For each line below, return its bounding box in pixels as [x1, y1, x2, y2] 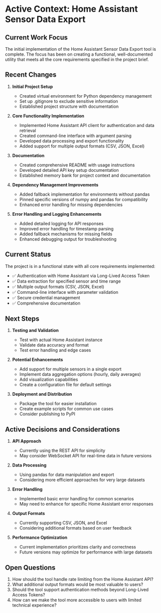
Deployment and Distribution [12, 391, 72, 397]
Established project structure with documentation [19, 103, 119, 109]
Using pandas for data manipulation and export [19, 472, 115, 478]
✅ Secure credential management [12, 294, 80, 301]
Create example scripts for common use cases [19, 406, 114, 412]
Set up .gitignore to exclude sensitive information [19, 98, 119, 104]
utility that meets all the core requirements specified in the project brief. [5, 57, 149, 62]
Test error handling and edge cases [19, 347, 91, 353]
